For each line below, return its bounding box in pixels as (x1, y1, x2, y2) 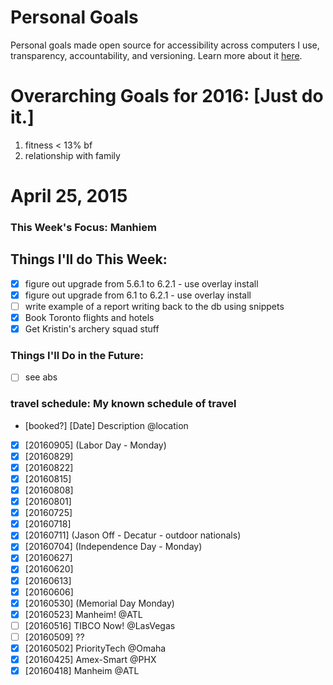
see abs (24, 371, 58, 383)
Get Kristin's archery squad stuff (24, 323, 160, 335)
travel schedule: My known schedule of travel (10, 397, 237, 411)
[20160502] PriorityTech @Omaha (24, 642, 167, 654)
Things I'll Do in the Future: (10, 349, 144, 363)
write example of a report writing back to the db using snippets (24, 300, 285, 312)
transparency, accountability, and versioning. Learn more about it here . (10, 49, 303, 61)
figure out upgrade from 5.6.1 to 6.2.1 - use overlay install (24, 277, 259, 290)
